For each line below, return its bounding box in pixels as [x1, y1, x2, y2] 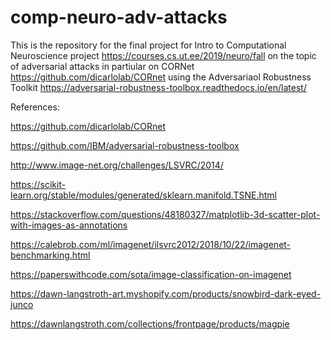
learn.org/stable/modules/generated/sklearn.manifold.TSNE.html [10, 189, 277, 201]
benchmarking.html [10, 249, 91, 261]
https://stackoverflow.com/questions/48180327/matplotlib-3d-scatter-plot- [10, 208, 321, 220]
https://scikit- [10, 178, 67, 190]
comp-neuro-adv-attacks [10, 6, 228, 29]
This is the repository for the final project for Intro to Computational [10, 39, 287, 51]
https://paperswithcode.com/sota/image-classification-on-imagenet [10, 268, 292, 280]
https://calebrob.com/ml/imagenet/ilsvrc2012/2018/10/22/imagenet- [10, 238, 292, 250]
